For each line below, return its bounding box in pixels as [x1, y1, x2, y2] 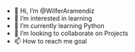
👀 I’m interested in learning [13, 14, 93, 22]
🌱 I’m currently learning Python [13, 22, 105, 30]
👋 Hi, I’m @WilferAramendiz [13, 7, 95, 15]
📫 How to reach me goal [13, 37, 87, 45]
